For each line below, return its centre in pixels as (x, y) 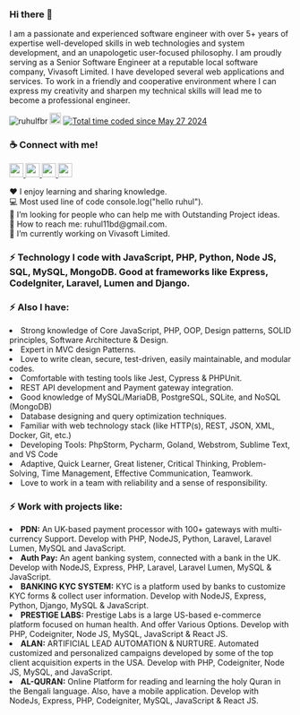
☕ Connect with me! (54, 145)
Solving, (24, 473)
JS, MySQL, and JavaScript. (61, 672)
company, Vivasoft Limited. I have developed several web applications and (147, 72)
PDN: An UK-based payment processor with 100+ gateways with (140, 530)
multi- (271, 530)
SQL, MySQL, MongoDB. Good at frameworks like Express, (139, 271)
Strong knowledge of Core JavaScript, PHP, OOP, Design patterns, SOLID (156, 330)
